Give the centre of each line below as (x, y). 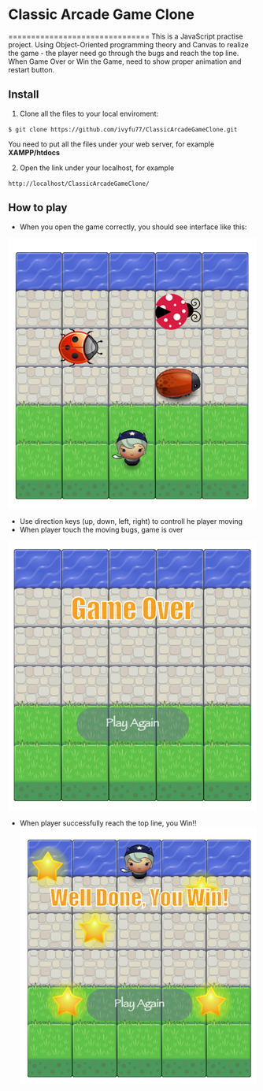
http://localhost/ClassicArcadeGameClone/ (79, 184)
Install (24, 95)
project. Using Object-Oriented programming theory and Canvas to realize (129, 44)
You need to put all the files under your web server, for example (111, 144)
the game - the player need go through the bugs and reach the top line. (124, 53)
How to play (38, 208)
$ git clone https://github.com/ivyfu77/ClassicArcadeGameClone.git (123, 129)
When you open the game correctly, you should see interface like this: (133, 227)
